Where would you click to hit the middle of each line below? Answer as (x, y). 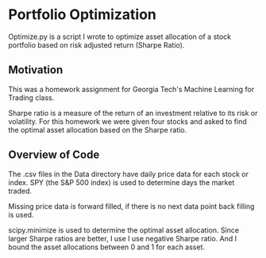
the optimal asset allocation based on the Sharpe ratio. (98, 129)
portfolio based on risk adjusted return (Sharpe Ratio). (96, 44)
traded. (20, 191)
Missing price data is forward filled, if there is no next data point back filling (131, 206)
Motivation (36, 70)
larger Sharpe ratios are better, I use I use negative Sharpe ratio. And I (123, 238)
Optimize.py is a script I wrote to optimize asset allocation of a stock (120, 37)
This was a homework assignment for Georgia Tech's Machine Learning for (131, 89)
